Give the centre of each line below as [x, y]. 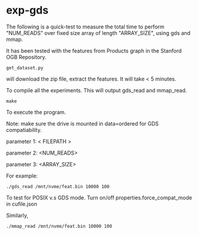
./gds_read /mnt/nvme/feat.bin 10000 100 [58, 186]
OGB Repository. [26, 57]
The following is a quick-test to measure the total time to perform [85, 27]
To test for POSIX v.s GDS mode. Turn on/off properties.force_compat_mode [99, 197]
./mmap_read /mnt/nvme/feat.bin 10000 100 [59, 226]
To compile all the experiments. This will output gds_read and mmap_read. [97, 90]
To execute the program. [36, 112]
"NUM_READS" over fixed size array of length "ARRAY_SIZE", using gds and [98, 33]
